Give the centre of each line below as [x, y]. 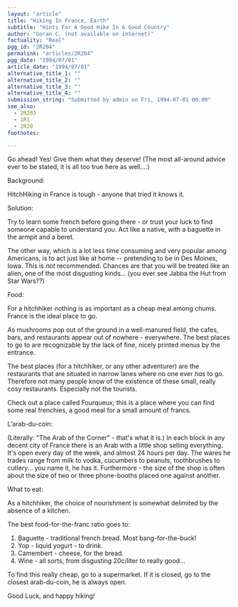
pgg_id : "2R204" [31, 47]
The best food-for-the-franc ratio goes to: [69, 525]
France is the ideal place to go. [53, 316]
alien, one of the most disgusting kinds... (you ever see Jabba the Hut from [117, 274]
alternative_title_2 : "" [44, 80]
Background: [26, 181]
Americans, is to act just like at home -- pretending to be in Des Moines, [113, 258]
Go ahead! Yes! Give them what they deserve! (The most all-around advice [117, 159]
